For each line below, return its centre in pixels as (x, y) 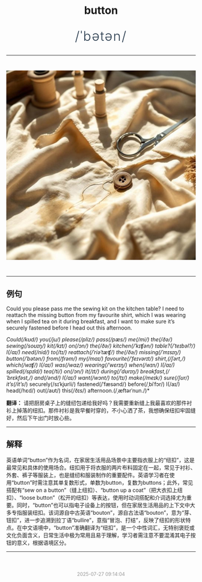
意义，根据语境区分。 (43, 542)
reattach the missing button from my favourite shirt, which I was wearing (96, 315)
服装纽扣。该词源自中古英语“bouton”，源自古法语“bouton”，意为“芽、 (108, 512)
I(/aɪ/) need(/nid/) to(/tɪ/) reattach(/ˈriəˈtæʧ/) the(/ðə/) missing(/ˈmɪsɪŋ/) (94, 352)
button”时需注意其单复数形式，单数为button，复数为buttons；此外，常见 (104, 482)
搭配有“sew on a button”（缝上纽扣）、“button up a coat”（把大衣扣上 (92, 490)
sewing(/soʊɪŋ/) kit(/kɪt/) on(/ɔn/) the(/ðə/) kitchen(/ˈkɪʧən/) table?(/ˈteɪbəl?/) (101, 346)
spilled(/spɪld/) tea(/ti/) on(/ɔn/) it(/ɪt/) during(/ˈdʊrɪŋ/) (73, 371)
